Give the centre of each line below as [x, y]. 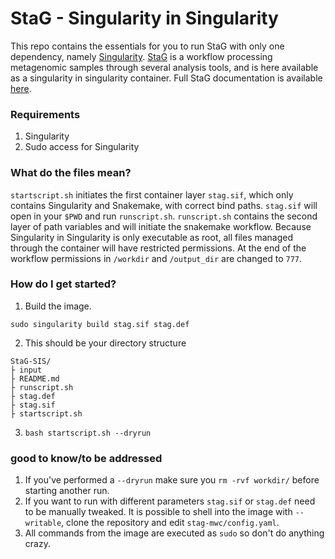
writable [43, 523]
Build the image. [58, 306]
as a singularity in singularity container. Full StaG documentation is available [166, 78]
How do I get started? [63, 284]
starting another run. [67, 491]
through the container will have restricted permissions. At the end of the [158, 248]
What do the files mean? [71, 173]
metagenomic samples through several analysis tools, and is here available [164, 67]
